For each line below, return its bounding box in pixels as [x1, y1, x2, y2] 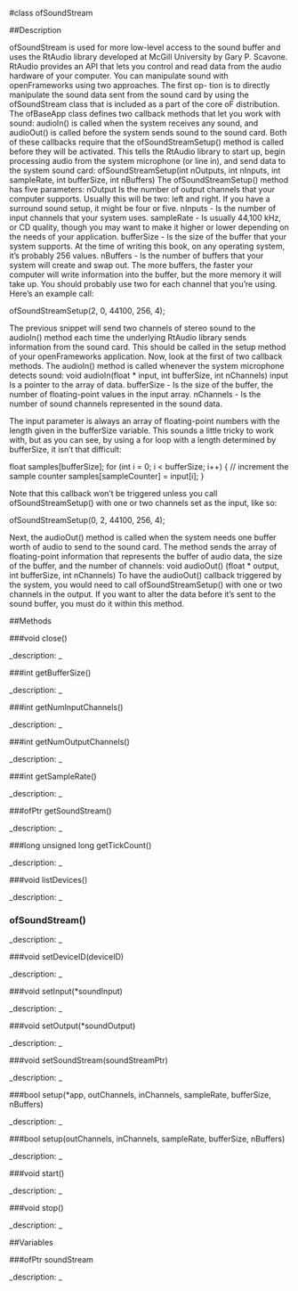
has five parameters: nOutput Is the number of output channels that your [9, 184, 276, 194]
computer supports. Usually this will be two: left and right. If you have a [9, 193, 270, 204]
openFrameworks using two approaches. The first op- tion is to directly [9, 80, 270, 90]
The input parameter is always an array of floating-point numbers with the [9, 416, 280, 426]
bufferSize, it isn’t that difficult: [9, 445, 122, 454]
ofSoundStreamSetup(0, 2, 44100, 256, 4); [9, 515, 165, 525]
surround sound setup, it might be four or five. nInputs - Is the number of [9, 203, 277, 213]
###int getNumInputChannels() [9, 702, 124, 712]
